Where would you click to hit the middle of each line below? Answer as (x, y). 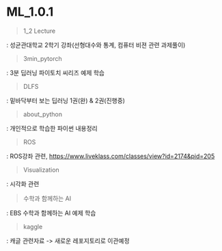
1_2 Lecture (39, 31)
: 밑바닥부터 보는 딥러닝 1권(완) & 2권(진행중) (66, 101)
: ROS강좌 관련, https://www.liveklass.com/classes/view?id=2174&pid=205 (111, 156)
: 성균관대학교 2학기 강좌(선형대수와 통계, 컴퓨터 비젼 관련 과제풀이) (96, 44)
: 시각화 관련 (23, 184)
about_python (43, 114)
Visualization (41, 170)
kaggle (33, 226)
